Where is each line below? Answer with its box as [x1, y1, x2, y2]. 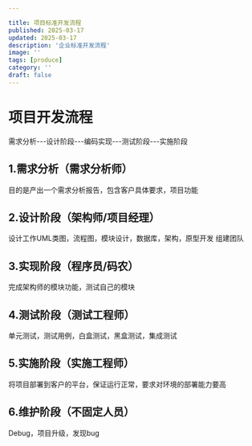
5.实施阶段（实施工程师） [8, 357, 135, 370]
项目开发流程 [8, 108, 94, 126]
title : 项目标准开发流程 [8, 18, 82, 27]
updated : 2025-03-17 [8, 34, 78, 42]
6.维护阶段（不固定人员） [8, 405, 135, 419]
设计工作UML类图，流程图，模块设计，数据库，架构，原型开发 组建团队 [8, 234, 244, 243]
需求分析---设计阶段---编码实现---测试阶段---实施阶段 [8, 136, 189, 145]
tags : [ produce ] [8, 56, 63, 64]
